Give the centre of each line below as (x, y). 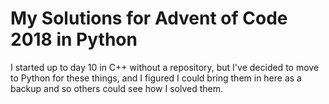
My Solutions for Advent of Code (149, 18)
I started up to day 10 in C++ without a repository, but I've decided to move (165, 67)
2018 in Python (74, 39)
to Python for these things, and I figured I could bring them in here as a (156, 78)
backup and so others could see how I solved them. (116, 88)
